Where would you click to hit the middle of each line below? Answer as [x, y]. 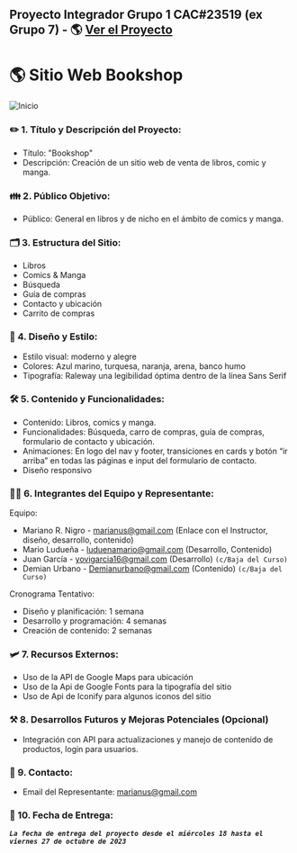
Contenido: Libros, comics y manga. [89, 422]
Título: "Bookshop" [57, 153]
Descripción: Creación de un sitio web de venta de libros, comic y [144, 162]
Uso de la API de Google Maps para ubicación [108, 678]
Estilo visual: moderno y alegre [79, 356]
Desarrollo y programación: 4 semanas [94, 621]
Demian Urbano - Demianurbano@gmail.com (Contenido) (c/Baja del [152, 569]
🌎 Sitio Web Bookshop [96, 75]
